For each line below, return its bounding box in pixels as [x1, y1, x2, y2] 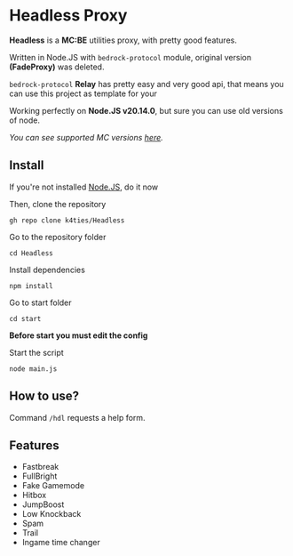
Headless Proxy [9, 5, 128, 26]
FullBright [21, 471, 58, 481]
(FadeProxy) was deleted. [9, 61, 105, 72]
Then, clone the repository [9, 198, 107, 209]
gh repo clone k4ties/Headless [9, 215, 125, 225]
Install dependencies [9, 264, 86, 275]
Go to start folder [9, 297, 73, 308]
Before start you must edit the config [9, 330, 148, 341]
